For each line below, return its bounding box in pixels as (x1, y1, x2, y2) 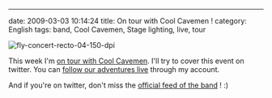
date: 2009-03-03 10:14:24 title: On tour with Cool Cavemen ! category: (8, 16, 247, 25)
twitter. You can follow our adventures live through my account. (8, 65, 220, 74)
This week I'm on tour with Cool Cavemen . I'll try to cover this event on (8, 56, 244, 66)
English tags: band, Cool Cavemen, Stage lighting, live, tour (8, 25, 206, 34)
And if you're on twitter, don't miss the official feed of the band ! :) (8, 80, 229, 90)
